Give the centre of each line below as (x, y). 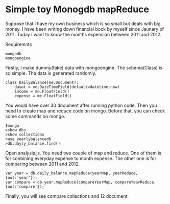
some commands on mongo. (35, 116)
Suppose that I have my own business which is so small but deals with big (83, 24)
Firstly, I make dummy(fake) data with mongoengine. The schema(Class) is (84, 67)
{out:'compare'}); (25, 187)
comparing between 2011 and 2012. (43, 164)
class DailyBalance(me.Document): (42, 82)
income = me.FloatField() (42, 91)
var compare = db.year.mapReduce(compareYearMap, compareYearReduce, (81, 182)
